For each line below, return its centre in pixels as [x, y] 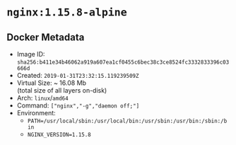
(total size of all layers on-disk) [62, 90]
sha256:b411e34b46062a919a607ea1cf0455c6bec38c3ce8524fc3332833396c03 [123, 62]
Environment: [36, 113]
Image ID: [31, 54]
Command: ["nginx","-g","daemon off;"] [78, 105]
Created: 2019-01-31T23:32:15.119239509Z [78, 75]
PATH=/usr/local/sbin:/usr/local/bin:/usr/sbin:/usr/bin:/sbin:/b [127, 121]
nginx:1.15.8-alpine [67, 12]
